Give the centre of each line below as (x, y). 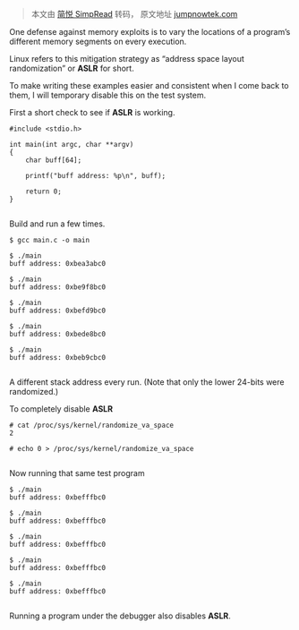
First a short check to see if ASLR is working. (92, 112)
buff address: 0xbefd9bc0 (57, 311)
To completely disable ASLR (61, 409)
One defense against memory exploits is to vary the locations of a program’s (150, 32)
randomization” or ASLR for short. (72, 68)
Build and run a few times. (57, 224)
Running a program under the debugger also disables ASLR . (120, 616)
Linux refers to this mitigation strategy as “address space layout (127, 59)
